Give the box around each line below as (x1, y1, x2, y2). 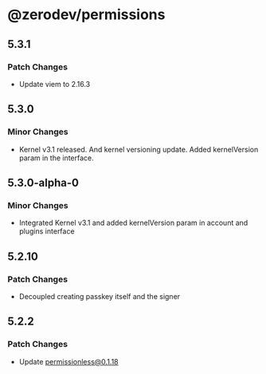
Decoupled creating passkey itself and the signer (18, 291, 181, 301)
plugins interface (18, 226, 75, 236)
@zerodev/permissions (7, 6, 166, 24)
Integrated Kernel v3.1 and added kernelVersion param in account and (18, 218, 248, 228)
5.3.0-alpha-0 (7, 175, 79, 189)
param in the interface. (18, 153, 95, 163)
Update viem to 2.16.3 (18, 79, 91, 89)
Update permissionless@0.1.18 (18, 356, 119, 366)
